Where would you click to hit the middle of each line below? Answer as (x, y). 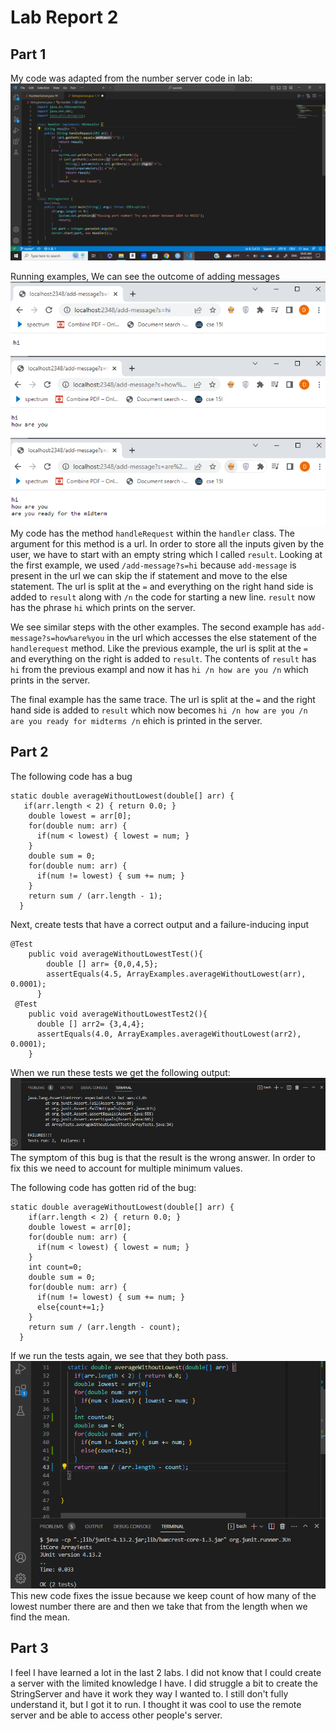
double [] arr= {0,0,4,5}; (102, 964)
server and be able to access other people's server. (116, 1715)
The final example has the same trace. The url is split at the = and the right (163, 699)
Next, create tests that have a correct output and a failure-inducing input (160, 924)
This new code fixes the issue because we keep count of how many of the (163, 1595)
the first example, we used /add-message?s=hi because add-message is (153, 565)
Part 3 (29, 1648)
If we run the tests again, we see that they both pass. (119, 1356)
